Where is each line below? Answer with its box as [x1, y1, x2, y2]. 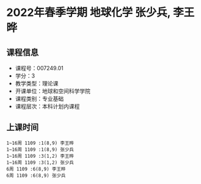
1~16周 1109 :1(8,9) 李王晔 [6, 140, 75, 146]
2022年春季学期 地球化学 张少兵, [6, 6, 171, 20]
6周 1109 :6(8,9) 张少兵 [6, 172, 66, 178]
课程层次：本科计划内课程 [15, 103, 80, 110]
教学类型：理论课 [15, 80, 59, 87]
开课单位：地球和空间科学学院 [15, 87, 90, 95]
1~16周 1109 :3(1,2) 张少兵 [6, 160, 75, 166]
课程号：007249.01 [15, 65, 64, 72]
